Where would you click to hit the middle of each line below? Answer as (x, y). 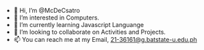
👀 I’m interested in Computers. (56, 18)
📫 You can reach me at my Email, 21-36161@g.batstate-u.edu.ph (105, 40)
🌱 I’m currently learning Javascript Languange (79, 25)
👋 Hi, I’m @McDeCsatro (47, 10)
